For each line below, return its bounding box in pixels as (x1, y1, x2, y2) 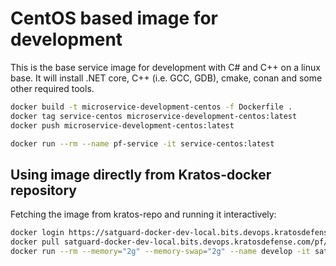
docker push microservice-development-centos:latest (10, 120, 235, 131)
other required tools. (10, 82, 95, 94)
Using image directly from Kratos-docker (10, 166, 272, 183)
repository (10, 182, 78, 199)
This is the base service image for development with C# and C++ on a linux (10, 61, 321, 73)
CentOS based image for (10, 7, 218, 30)
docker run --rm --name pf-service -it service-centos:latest (10, 138, 275, 149)
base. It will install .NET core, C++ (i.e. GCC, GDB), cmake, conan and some (10, 72, 323, 84)
